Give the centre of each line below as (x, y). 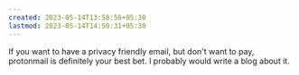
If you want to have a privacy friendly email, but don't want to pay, (131, 51)
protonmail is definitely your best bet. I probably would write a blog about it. (149, 61)
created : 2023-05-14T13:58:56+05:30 (77, 17)
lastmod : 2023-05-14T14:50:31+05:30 (77, 26)
